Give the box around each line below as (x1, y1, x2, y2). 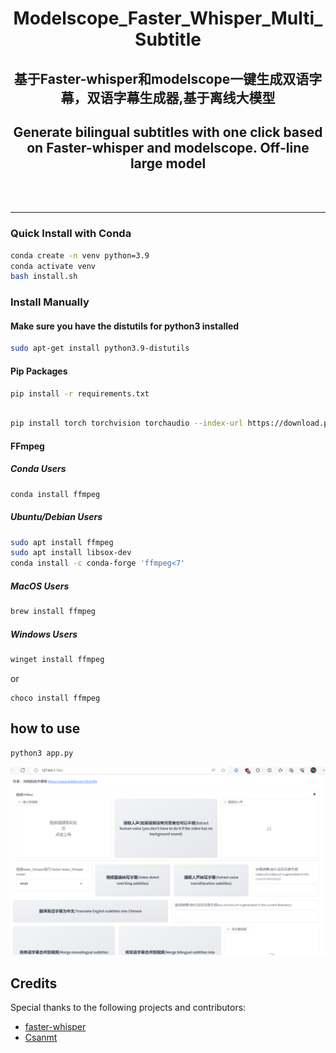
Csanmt (24, 1032, 58, 1044)
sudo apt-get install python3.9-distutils (10, 343, 190, 354)
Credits (10, 975, 58, 992)
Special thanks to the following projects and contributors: (10, 1002, 247, 1014)
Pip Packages (10, 365, 68, 377)
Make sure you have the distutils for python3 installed (10, 320, 240, 332)
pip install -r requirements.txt (10, 388, 150, 399)
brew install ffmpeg (10, 607, 97, 617)
